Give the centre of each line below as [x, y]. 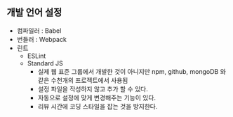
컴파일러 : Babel [39, 31]
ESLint [36, 56]
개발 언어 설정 [34, 13]
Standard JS [45, 63]
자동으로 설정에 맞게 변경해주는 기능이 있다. [96, 97]
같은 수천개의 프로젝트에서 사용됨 [83, 80]
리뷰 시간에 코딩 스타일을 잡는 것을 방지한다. [98, 106]
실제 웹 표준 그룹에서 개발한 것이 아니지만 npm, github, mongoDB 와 [132, 71]
